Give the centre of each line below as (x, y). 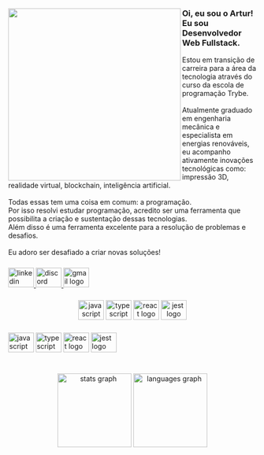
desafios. (23, 235)
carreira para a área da (219, 68)
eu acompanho (206, 152)
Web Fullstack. (211, 43)
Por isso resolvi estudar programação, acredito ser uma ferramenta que (125, 211)
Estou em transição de (219, 60)
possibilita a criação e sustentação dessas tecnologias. (98, 219)
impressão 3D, (206, 177)
